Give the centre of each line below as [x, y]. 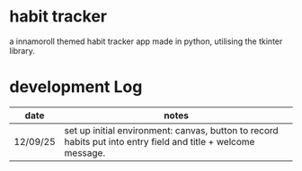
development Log [76, 87]
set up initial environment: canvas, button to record [171, 130]
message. [85, 152]
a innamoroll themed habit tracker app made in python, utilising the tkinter [146, 41]
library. [22, 50]
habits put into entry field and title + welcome [160, 141]
